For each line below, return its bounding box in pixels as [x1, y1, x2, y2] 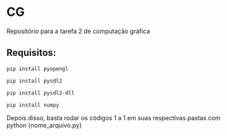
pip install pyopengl [6, 65, 69, 72]
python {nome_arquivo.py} [6, 121, 82, 129]
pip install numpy [6, 101, 59, 108]
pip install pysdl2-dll [6, 89, 75, 97]
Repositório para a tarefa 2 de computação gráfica [6, 27, 150, 35]
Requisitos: [6, 47, 57, 59]
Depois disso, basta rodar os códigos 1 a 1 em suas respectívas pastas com [6, 113, 221, 122]
